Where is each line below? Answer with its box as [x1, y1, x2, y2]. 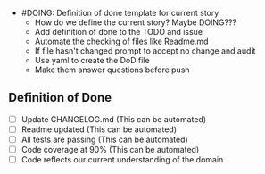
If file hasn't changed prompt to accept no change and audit [34, 46, 256, 56]
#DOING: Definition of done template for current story [21, 8, 219, 18]
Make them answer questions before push [34, 64, 190, 75]
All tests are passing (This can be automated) [21, 134, 188, 145]
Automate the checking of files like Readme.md [34, 36, 209, 46]
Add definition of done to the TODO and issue [34, 27, 203, 37]
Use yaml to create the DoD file [34, 55, 150, 65]
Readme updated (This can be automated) [21, 124, 178, 135]
